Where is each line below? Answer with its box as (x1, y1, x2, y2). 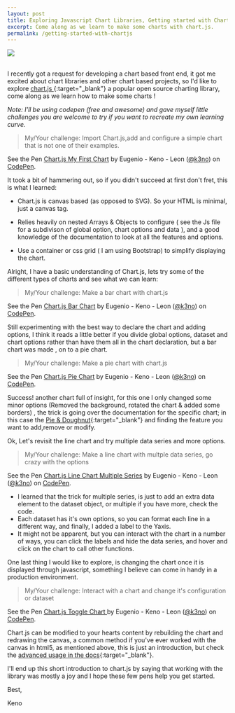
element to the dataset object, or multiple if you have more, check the (17, 500, 218, 508)
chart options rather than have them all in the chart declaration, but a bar (7, 338, 217, 347)
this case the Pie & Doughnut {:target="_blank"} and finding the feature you (7, 416, 223, 424)
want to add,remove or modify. (7, 423, 96, 431)
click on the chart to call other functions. (17, 544, 134, 553)
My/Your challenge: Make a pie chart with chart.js (24, 359, 168, 368)
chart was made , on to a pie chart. (7, 345, 108, 354)
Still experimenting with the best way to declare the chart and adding (7, 323, 206, 331)
